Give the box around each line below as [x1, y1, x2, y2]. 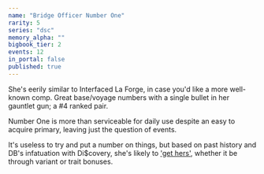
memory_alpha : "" [8, 33, 65, 42]
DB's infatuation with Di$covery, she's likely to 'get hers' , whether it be [8, 148, 238, 157]
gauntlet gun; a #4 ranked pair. [8, 101, 109, 110]
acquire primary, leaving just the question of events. [8, 124, 177, 134]
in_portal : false [8, 56, 65, 64]
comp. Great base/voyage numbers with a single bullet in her [31, 92, 230, 102]
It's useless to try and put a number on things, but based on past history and [8, 139, 257, 150]
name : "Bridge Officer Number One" [8, 11, 125, 20]
